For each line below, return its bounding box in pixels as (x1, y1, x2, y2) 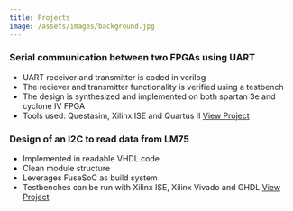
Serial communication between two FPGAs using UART (9, 51, 255, 64)
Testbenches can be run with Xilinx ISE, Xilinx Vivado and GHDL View (22, 182, 281, 193)
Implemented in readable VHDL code (22, 153, 160, 164)
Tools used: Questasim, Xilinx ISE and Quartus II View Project (22, 110, 250, 121)
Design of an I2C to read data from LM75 (9, 133, 189, 145)
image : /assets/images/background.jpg (9, 22, 155, 31)
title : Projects (9, 13, 70, 23)
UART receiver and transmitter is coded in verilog (22, 71, 206, 82)
